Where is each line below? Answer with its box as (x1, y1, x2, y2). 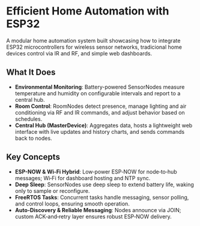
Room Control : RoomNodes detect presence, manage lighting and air (14, 102, 187, 110)
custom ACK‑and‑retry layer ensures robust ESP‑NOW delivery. (14, 213, 172, 220)
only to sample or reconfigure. (14, 187, 90, 194)
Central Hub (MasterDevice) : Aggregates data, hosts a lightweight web (14, 122, 193, 129)
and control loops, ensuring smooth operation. (14, 200, 130, 207)
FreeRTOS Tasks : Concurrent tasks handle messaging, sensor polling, (14, 193, 189, 201)
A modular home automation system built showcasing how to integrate (6, 37, 181, 44)
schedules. (14, 115, 43, 122)
